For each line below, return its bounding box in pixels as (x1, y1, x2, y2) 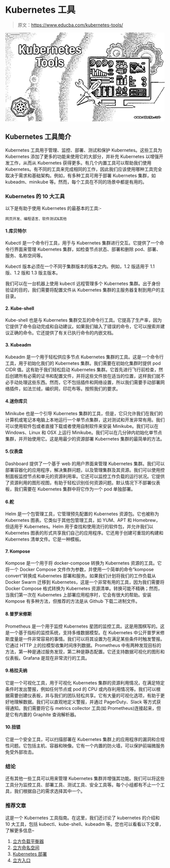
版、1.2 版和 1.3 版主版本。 (5, 270, 61, 276)
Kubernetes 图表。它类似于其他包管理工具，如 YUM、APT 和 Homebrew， (5, 517, 161, 523)
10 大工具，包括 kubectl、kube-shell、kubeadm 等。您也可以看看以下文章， (5, 821, 164, 827)
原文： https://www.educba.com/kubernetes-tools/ (17, 22, 123, 28)
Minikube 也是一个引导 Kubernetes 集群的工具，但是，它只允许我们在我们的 (5, 410, 163, 416)
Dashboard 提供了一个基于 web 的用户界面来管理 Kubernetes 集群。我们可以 (5, 460, 165, 467)
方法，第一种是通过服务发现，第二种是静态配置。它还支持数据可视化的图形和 (5, 648, 165, 655)
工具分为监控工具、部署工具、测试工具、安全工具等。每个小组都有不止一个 (5, 782, 160, 788)
